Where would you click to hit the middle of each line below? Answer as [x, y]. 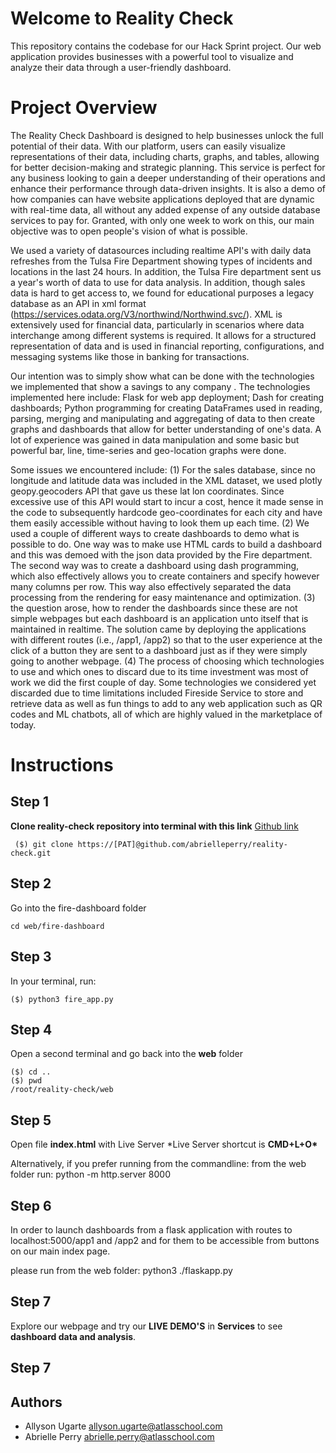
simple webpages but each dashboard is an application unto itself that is [159, 618]
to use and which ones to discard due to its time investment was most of [159, 671]
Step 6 [31, 1205]
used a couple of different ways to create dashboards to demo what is [155, 533]
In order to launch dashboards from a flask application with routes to [151, 1229]
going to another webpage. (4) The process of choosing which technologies [167, 661]
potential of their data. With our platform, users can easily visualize [148, 146]
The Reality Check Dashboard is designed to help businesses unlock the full [167, 135]
